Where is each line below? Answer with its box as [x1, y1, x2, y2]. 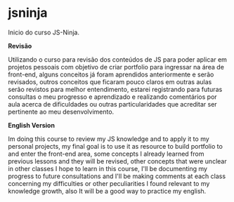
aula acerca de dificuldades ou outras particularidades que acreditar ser [8, 100, 217, 108]
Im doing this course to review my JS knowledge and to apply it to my [8, 135, 209, 143]
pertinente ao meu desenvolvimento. [8, 107, 115, 116]
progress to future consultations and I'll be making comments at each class [8, 172, 226, 180]
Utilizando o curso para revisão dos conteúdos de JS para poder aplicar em [8, 55, 228, 64]
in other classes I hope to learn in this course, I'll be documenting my [8, 164, 208, 173]
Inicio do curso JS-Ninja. [8, 28, 80, 36]
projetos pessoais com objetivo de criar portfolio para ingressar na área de [8, 62, 224, 71]
